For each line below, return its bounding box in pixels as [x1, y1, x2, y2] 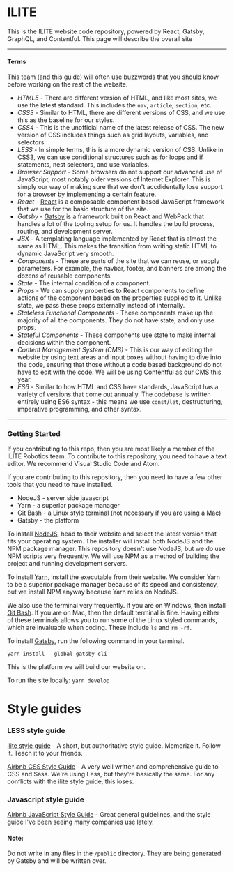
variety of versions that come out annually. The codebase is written [17, 390, 211, 398]
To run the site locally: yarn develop [7, 676, 110, 684]
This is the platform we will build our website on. [7, 663, 146, 671]
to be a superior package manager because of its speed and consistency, [7, 580, 219, 589]
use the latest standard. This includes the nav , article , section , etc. [17, 101, 212, 110]
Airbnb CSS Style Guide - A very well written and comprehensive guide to [7, 762, 219, 771]
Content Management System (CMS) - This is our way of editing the [17, 346, 214, 354]
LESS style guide [7, 726, 65, 735]
